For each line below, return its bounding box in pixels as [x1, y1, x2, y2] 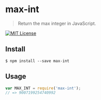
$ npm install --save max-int [5, 58, 70, 63]
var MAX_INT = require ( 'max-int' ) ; [5, 85, 81, 91]
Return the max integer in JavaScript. [17, 20, 96, 26]
